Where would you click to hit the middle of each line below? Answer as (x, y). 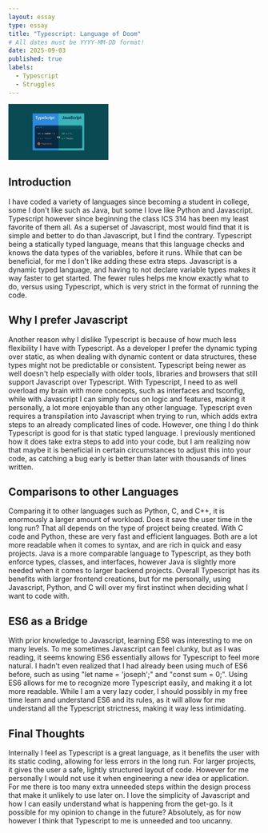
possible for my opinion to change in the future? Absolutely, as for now (125, 812)
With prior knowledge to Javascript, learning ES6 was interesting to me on (131, 640)
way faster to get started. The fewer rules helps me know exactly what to (129, 278)
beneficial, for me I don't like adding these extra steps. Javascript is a (123, 261)
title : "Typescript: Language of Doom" (75, 34)
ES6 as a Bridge (48, 621)
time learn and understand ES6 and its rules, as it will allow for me (117, 700)
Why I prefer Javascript (68, 320)
